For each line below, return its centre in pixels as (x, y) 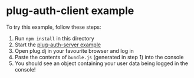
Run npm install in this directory (54, 38)
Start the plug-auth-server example (58, 45)
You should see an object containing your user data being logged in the (101, 63)
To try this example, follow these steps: (54, 27)
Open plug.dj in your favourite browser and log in (74, 50)
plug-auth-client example (70, 11)
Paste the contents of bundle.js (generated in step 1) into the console (99, 57)
